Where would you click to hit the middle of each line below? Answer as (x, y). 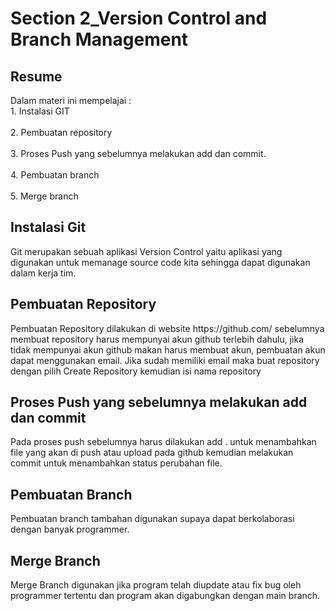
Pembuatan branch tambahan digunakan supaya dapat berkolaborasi (152, 519)
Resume (36, 76)
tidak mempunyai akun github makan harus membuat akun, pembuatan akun (168, 349)
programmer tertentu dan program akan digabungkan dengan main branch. (165, 596)
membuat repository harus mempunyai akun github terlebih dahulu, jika (157, 339)
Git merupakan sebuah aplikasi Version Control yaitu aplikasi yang (146, 251)
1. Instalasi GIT (40, 111)
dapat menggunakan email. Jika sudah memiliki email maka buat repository (165, 360)
